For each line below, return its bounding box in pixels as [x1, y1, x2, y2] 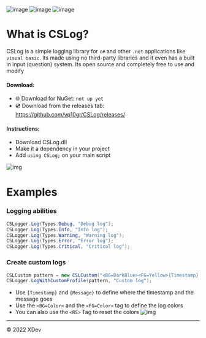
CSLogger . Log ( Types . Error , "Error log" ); [6, 238, 114, 244]
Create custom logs [6, 258, 66, 267]
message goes [15, 295, 53, 303]
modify [6, 67, 25, 74]
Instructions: [6, 125, 40, 132]
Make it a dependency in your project [15, 145, 110, 153]
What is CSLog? [6, 28, 89, 41]
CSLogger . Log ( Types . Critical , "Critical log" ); [6, 244, 131, 250]
